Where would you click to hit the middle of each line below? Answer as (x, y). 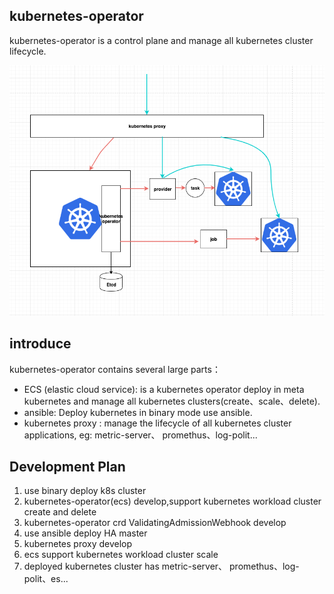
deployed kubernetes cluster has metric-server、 (125, 566)
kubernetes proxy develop (78, 544)
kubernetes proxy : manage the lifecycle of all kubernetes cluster (157, 423)
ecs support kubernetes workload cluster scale (121, 555)
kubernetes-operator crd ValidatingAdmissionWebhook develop (155, 523)
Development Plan (67, 466)
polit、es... (46, 579)
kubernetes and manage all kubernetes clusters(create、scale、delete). (172, 401)
